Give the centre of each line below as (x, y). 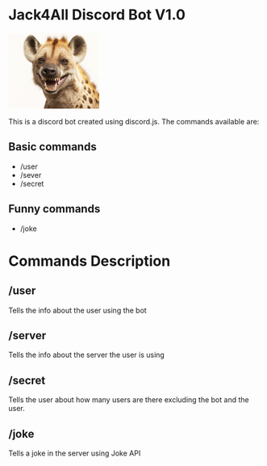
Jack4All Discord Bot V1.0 (97, 15)
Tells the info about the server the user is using (87, 355)
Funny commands (54, 209)
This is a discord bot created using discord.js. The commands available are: (134, 121)
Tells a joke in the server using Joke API (75, 453)
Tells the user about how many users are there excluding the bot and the (129, 400)
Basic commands (52, 147)
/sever (31, 174)
